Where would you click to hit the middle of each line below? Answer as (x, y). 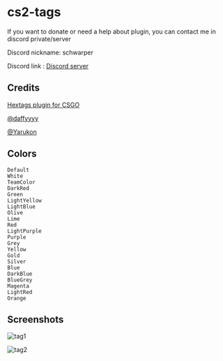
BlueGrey (20, 280)
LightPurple (24, 231)
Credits (24, 88)
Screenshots (36, 319)
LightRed (20, 292)
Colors (22, 154)
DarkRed (18, 188)
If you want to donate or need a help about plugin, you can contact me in (111, 31)
